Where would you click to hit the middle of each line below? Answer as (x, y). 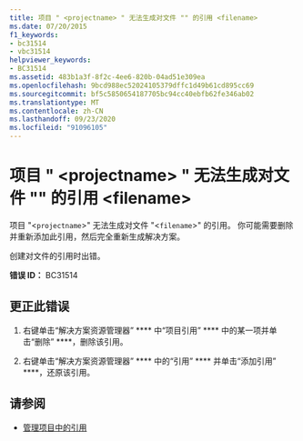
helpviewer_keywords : (50, 60)
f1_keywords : (34, 35)
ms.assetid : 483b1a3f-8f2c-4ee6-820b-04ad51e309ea (107, 77)
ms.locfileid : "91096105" (58, 128)
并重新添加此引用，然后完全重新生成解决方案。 (97, 236)
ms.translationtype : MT (55, 102)
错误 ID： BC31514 (44, 275)
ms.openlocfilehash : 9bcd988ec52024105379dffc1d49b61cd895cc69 (132, 85)
